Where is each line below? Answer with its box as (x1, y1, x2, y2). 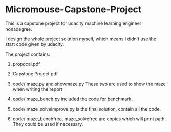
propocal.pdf (12, 61, 40, 67)
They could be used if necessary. (12, 121, 83, 127)
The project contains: (5, 51, 50, 57)
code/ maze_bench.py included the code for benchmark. (12, 96, 133, 102)
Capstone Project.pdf (12, 70, 58, 77)
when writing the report (12, 86, 63, 92)
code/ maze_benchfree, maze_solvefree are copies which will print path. (12, 116, 166, 122)
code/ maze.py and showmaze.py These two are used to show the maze (12, 81, 166, 87)
